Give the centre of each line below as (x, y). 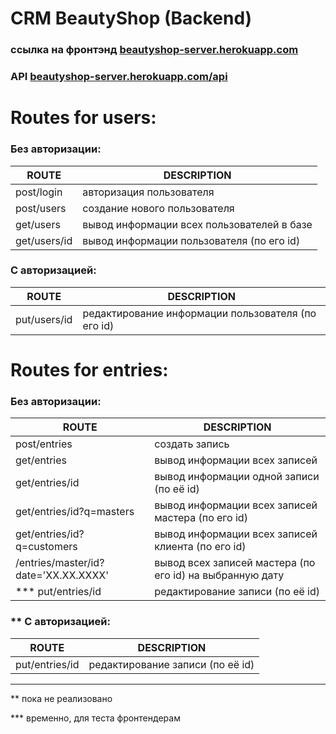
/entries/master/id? (60, 563)
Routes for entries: (89, 370)
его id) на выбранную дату (219, 575)
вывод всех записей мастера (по (235, 563)
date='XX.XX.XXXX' (62, 575)
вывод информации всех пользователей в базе (197, 224)
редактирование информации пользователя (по (199, 313)
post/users (41, 208)
